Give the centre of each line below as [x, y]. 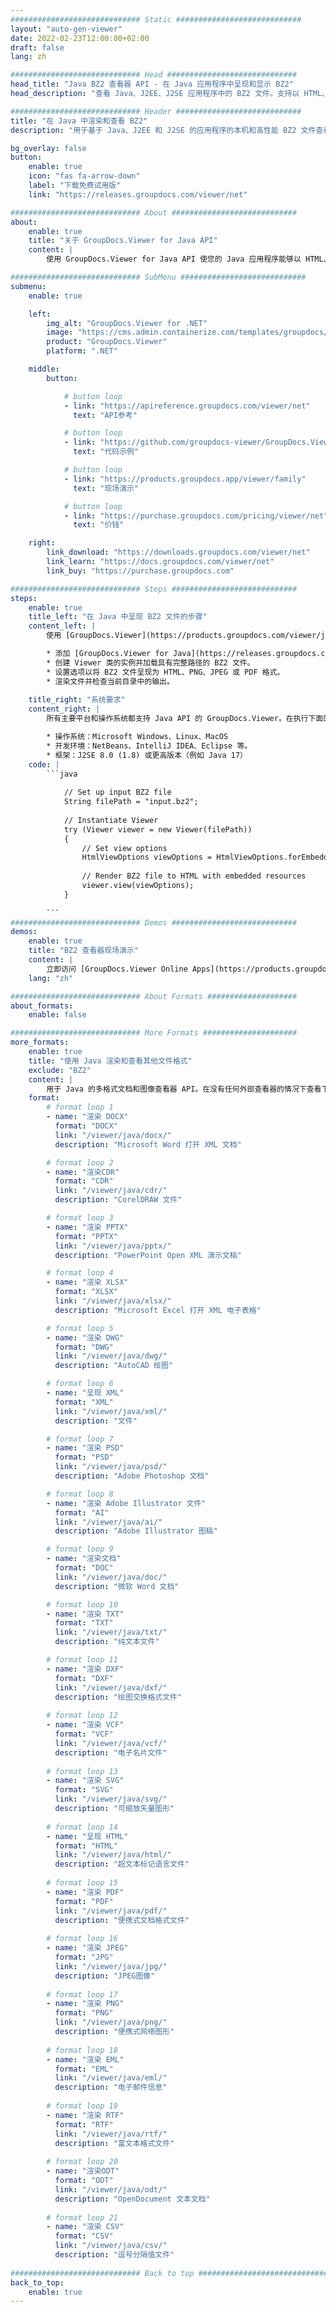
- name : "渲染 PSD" [85, 1448]
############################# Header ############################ [156, 111]
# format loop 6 [80, 1384]
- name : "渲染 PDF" [85, 1892]
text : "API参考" [105, 415]
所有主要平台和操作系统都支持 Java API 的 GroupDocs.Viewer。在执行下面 [185, 719]
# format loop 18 [82, 2050]
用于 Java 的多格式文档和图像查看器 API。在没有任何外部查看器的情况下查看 [184, 1089]
